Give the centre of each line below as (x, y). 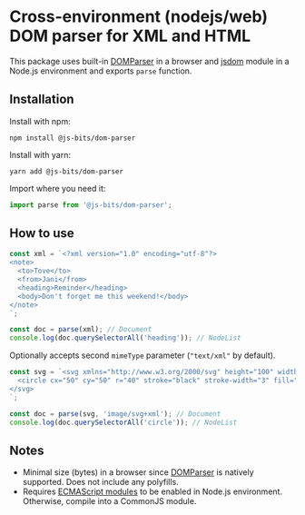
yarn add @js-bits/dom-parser (67, 171)
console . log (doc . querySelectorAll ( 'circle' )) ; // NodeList (123, 422)
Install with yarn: (40, 154)
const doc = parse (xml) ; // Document (81, 330)
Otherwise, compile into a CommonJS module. (109, 501)
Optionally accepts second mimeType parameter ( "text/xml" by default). (143, 355)
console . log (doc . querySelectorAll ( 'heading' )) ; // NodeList (126, 338)
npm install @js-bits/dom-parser (73, 138)
